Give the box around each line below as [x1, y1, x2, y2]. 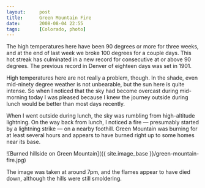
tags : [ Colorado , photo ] [6, 26, 86, 32]
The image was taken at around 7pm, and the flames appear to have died [6, 168, 191, 176]
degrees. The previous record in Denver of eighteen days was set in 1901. [6, 62, 192, 70]
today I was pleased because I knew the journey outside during [28, 94, 188, 101]
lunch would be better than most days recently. [6, 100, 125, 108]
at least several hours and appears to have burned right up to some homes [6, 132, 195, 139]
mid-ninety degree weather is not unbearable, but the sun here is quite [6, 81, 185, 88]
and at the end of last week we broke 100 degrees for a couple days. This [6, 50, 192, 57]
